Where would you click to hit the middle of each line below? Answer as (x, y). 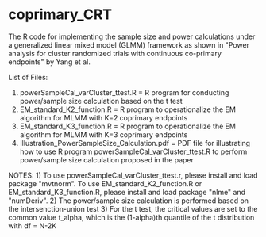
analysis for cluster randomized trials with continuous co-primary (115, 53)
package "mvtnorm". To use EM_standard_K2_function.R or (105, 183)
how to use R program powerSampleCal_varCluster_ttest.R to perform (133, 151)
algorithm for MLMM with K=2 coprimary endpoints (104, 117)
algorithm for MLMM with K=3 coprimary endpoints (104, 134)
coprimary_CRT (60, 15)
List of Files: (28, 77)
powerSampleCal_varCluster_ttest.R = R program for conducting (124, 92)
